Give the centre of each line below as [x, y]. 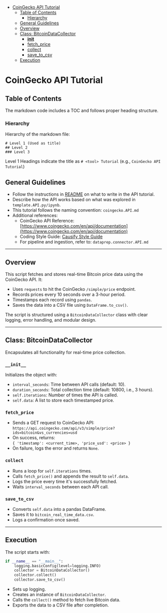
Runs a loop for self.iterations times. [52, 471]
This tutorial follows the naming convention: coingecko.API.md [76, 210]
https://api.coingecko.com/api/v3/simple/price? [64, 429]
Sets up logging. [29, 589]
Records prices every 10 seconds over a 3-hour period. [69, 294]
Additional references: [35, 216]
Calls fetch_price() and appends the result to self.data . [71, 476]
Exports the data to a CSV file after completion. [61, 605]
